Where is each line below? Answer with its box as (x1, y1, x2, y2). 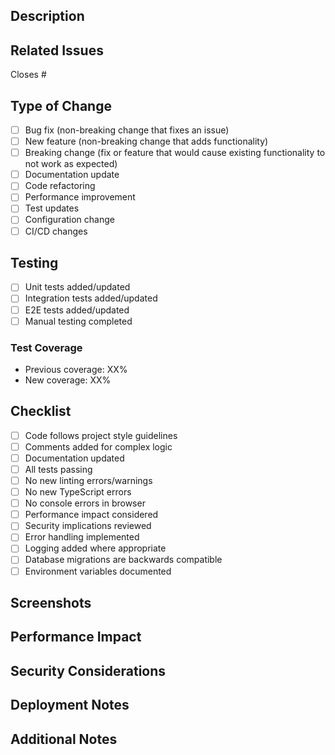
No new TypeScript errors (24, 486, 132, 498)
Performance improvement (24, 191, 136, 203)
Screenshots (10, 594, 92, 611)
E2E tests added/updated (24, 304, 130, 316)
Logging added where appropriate (24, 542, 167, 554)
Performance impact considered (24, 509, 159, 521)
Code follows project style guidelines (24, 429, 178, 441)
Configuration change (24, 214, 115, 226)
